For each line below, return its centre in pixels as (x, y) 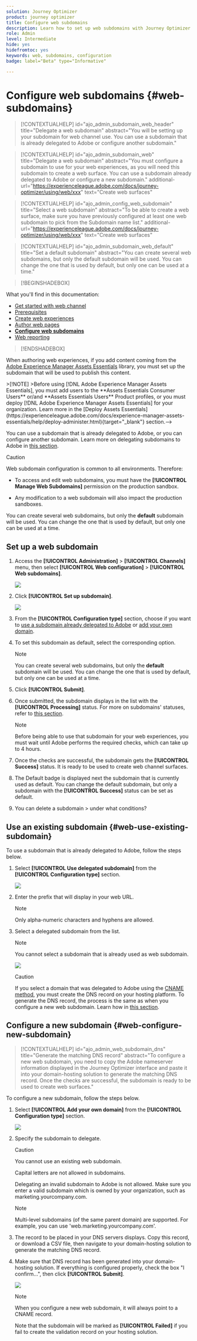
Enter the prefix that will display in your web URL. (74, 897)
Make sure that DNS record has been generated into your (84, 1261)
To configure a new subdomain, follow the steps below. (73, 1098)
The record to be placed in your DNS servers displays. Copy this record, (102, 1237)
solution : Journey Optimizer (42, 12)
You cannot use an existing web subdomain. (68, 1161)
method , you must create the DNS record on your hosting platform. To (99, 995)
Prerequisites (31, 312)
